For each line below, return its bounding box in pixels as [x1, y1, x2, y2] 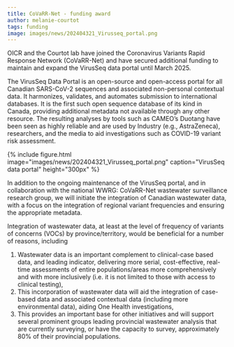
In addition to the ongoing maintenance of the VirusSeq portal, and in [7, 179, 206, 187]
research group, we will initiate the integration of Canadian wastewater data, [7, 194, 227, 202]
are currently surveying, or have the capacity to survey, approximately [17, 325, 220, 333]
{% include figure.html [7, 150, 72, 159]
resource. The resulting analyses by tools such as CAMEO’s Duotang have [7, 115, 221, 123]
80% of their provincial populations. [17, 332, 121, 341]
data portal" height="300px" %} [7, 165, 100, 173]
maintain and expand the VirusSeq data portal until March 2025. [7, 64, 191, 72]
